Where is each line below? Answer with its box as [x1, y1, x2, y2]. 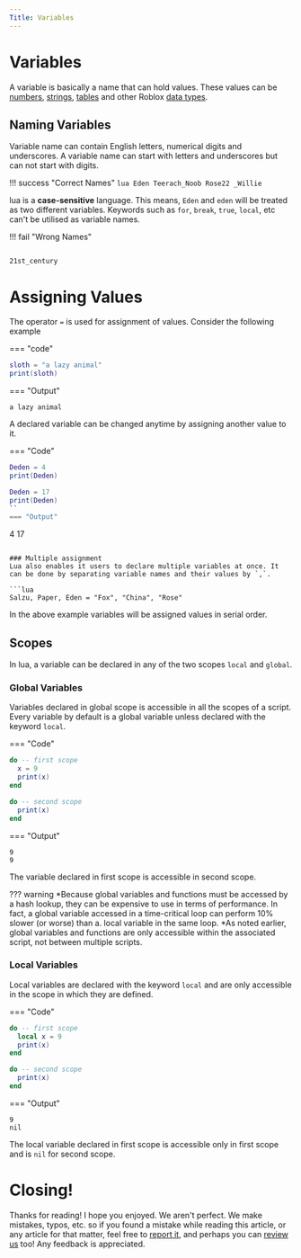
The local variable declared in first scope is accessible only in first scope [9, 1138, 279, 1149]
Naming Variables [9, 117, 111, 132]
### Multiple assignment [9, 554, 102, 563]
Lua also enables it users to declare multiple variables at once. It [9, 562, 279, 571]
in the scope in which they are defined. [9, 988, 154, 999]
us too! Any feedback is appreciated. [9, 1238, 146, 1249]
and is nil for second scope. [9, 1148, 116, 1159]
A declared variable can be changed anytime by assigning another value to [9, 419, 287, 430]
